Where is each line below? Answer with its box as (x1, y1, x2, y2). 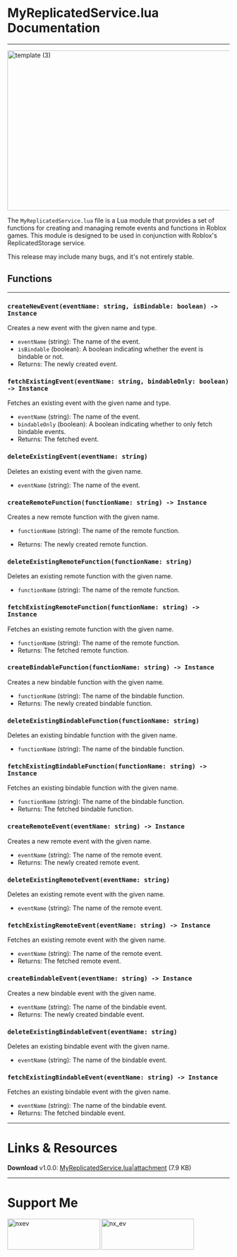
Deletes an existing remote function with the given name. (7, 572, 173, 580)
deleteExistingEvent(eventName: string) (7, 452, 148, 461)
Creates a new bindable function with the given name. (7, 677, 164, 686)
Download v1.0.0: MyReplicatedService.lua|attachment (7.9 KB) (7, 1164, 192, 1172)
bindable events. (17, 428, 66, 436)
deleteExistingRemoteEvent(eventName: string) (7, 875, 171, 884)
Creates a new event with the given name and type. (7, 324, 157, 332)
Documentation (7, 20, 101, 36)
